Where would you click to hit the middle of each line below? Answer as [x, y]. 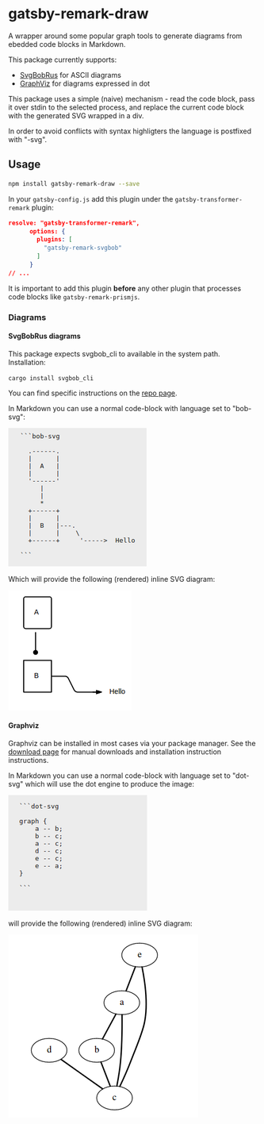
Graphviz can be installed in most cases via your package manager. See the [132, 744]
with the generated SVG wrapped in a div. [76, 115]
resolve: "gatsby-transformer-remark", [74, 223]
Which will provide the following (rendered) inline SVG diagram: [112, 579]
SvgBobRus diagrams [44, 336]
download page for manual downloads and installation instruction [115, 752]
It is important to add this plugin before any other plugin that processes [125, 288]
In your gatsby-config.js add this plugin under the [91, 198]
